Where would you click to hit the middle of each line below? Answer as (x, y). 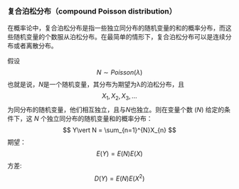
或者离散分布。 (35, 46)
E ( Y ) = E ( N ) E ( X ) (119, 153)
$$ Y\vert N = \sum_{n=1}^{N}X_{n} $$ (119, 130)
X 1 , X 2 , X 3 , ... (119, 97)
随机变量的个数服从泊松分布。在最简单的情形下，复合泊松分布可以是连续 (119, 37)
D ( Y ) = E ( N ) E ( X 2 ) (119, 178)
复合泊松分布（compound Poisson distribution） (92, 11)
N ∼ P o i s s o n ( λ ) (119, 72)
